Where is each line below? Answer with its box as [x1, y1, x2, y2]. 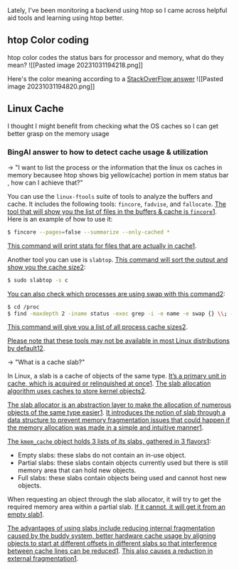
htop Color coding [7, 34, 89, 46]
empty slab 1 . [7, 510, 45, 519]
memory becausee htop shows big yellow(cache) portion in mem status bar [7, 170, 229, 179]
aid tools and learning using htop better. [7, 14, 124, 22]
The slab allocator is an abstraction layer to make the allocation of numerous [7, 400, 232, 409]
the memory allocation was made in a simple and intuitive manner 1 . [7, 423, 204, 432]
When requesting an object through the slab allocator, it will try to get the [7, 495, 222, 504]
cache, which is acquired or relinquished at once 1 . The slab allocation [7, 379, 211, 388]
